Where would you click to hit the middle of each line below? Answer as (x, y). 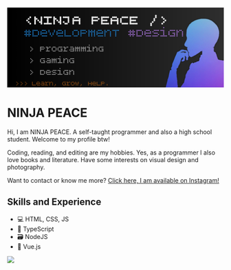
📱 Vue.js (29, 246)
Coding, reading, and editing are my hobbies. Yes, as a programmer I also (111, 153)
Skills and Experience (54, 202)
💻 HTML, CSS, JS (43, 219)
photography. (26, 167)
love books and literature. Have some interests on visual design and (103, 159)
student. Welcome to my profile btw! (58, 139)
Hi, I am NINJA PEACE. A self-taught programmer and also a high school (110, 132)
